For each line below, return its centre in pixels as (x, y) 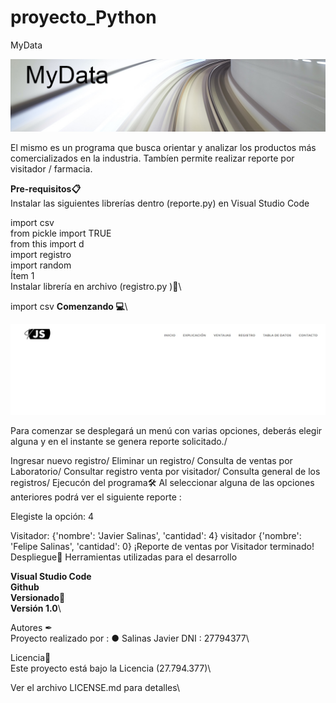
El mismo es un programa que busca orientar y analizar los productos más (163, 148)
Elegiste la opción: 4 (52, 517)
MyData (26, 45)
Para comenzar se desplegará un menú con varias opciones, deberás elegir (166, 431)
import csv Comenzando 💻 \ (69, 307)
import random (41, 265)
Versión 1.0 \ (36, 608)
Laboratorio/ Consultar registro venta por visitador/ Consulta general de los (165, 472)
